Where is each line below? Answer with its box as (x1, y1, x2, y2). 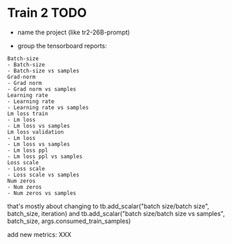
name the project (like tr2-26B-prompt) (17, 28, 131, 36)
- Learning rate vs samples (7, 103, 89, 111)
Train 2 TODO (7, 5, 87, 21)
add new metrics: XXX (7, 230, 72, 238)
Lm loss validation (7, 128, 64, 136)
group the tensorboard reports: (17, 41, 107, 50)
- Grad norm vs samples (7, 85, 77, 92)
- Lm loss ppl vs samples (7, 152, 82, 160)
